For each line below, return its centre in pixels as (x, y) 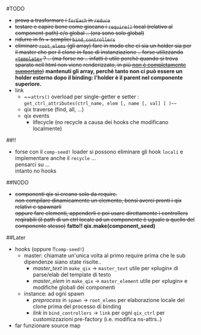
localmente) (47, 129)
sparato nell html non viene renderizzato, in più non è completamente (100, 65)
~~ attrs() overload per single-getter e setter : (81, 96)
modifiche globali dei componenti (74, 287)
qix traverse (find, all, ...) (54, 109)
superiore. (28, 84)
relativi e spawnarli (38, 207)
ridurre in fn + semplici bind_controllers (65, 39)
